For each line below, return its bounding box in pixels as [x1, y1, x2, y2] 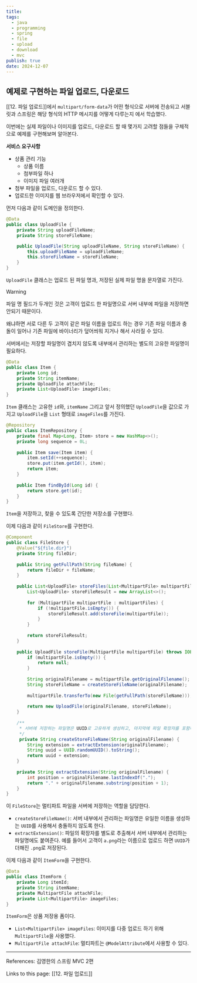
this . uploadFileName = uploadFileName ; [27, 249, 125, 254]
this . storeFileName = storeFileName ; [27, 254, 119, 260]
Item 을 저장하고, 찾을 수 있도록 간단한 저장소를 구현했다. [6, 510, 134, 517]
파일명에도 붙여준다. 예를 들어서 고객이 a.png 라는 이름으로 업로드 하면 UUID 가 [14, 837, 191, 844]
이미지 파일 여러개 [23, 177, 64, 184]
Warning [6, 288, 26, 296]
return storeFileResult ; [27, 633, 88, 639]
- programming [11, 25, 46, 31]
